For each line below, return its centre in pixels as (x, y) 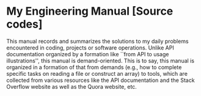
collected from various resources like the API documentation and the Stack (100, 80)
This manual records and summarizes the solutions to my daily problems (97, 41)
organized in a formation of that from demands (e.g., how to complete (94, 67)
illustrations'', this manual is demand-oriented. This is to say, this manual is (100, 61)
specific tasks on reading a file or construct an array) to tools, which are (97, 73)
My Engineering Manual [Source (90, 11)
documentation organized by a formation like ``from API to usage (88, 54)
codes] (24, 24)
